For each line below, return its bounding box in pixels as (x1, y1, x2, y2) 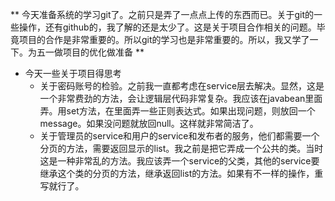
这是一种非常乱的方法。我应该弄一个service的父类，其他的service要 (39, 155, 320, 167)
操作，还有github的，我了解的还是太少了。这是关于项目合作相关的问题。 (18, 21, 317, 33)
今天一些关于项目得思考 (24, 68, 122, 79)
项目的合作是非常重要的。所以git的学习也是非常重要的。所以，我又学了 (18, 34, 310, 45)
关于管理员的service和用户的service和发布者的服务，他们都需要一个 (39, 130, 320, 142)
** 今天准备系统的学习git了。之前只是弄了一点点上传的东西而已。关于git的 (10, 9, 315, 20)
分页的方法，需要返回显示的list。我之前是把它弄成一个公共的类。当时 (39, 143, 324, 154)
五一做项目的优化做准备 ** (36, 46, 145, 58)
